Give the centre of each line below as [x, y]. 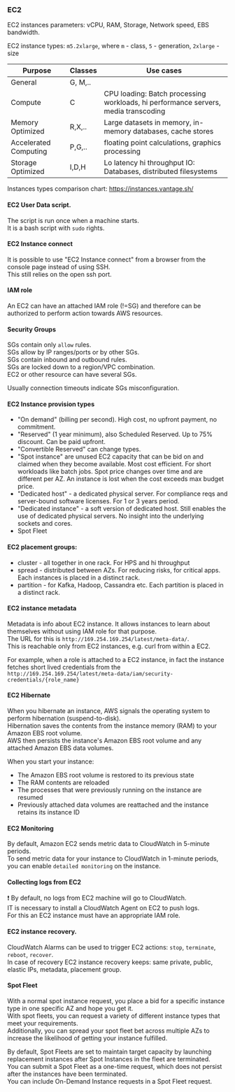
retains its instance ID [49, 812]
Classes [83, 71]
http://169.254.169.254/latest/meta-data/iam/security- [90, 674]
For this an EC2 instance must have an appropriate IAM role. [94, 915]
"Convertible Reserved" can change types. [79, 450]
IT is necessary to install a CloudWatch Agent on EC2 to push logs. [104, 908]
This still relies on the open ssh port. [59, 274]
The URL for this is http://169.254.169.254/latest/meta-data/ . [98, 638]
